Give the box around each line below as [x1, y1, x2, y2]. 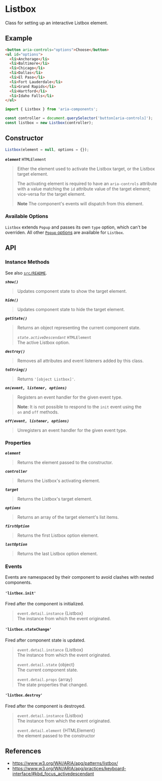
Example [5, 34, 32, 43]
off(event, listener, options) [5, 418, 69, 423]
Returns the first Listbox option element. [17, 532, 99, 538]
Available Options [5, 213, 48, 220]
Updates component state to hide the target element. [17, 306, 125, 312]
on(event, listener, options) [5, 385, 67, 390]
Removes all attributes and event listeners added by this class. [17, 358, 144, 364]
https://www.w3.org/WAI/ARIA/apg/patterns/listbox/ [12, 760, 118, 766]
